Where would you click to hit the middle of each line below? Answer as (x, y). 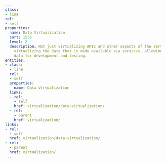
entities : (15, 60)
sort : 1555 (21, 38)
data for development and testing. (51, 56)
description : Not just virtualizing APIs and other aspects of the (81, 46)
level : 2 (19, 42)
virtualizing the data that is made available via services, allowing (88, 51)
